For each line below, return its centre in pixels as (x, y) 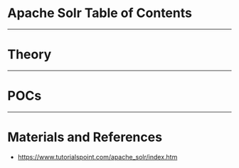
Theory (30, 54)
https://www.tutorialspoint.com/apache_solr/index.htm (97, 157)
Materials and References (85, 137)
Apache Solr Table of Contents (100, 13)
